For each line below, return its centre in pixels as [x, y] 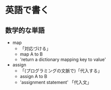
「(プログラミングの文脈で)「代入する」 [61, 71]
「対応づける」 [35, 48]
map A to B [31, 54]
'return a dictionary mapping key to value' [63, 59]
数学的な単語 [25, 30]
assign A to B [33, 76]
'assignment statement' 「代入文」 [55, 82]
